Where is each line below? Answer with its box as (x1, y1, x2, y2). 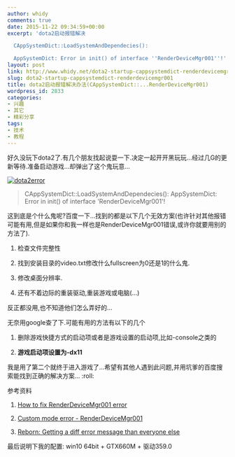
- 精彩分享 (7, 113, 35, 121)
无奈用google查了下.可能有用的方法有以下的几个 (7, 318, 145, 326)
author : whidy (7, 10, 49, 17)
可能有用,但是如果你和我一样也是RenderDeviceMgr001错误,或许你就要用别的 (7, 220, 227, 228)
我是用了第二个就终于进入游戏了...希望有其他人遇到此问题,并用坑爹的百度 (7, 363, 217, 371)
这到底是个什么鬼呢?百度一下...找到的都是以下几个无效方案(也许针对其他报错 (7, 211, 227, 220)
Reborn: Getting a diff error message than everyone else (17, 428, 180, 436)
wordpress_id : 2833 (7, 87, 64, 94)
